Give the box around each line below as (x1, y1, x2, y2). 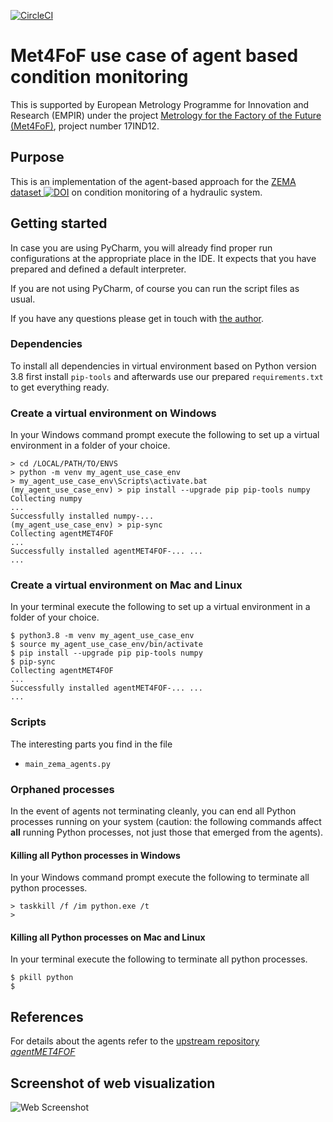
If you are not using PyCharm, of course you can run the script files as (10, 282, 300, 294)
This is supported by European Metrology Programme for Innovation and (10, 98, 310, 110)
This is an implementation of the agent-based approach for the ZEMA (10, 175, 297, 187)
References (10, 1008, 84, 1025)
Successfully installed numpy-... (10, 511, 155, 522)
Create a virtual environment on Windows (10, 406, 217, 420)
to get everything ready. (10, 381, 110, 393)
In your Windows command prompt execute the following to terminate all (10, 871, 310, 884)
